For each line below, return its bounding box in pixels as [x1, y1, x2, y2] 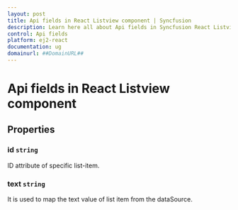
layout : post [7, 10, 46, 18]
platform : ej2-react [7, 37, 69, 44]
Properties [7, 123, 55, 136]
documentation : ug [7, 43, 62, 50]
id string [7, 145, 38, 155]
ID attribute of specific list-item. [7, 161, 100, 170]
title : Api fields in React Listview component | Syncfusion [7, 17, 192, 24]
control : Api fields [7, 30, 69, 38]
